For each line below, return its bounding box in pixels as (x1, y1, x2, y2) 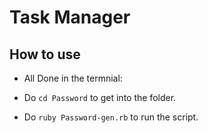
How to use (9, 46, 81, 63)
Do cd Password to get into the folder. (23, 92, 177, 103)
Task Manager (9, 6, 131, 29)
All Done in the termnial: (23, 72, 123, 84)
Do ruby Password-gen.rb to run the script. (23, 111, 199, 123)
